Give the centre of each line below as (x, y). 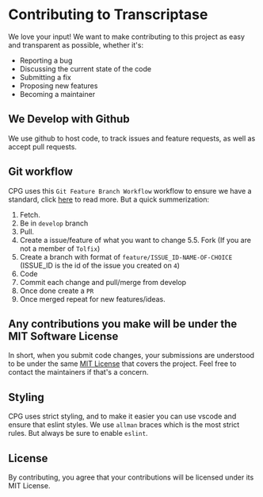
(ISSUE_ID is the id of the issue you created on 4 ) (100, 265)
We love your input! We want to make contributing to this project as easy (127, 37)
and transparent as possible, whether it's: (76, 44)
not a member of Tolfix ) (60, 248)
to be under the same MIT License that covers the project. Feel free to (122, 364)
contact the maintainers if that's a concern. (78, 372)
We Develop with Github (69, 119)
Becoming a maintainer (57, 94)
